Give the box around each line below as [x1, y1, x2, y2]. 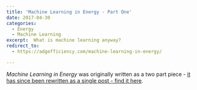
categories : [6, 20, 37, 26]
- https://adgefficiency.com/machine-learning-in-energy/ [12, 49, 163, 55]
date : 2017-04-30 [6, 15, 51, 21]
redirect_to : [6, 43, 40, 49]
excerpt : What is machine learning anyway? [6, 37, 121, 43]
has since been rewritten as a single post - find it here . [6, 77, 143, 84]
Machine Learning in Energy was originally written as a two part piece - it [6, 71, 191, 78]
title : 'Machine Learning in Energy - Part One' [6, 9, 132, 15]
